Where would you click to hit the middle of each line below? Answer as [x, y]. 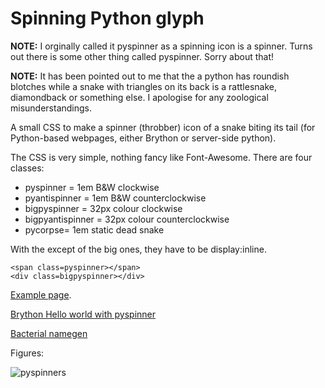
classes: [27, 168]
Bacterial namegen [49, 333]
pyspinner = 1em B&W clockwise [92, 187]
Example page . [41, 294]
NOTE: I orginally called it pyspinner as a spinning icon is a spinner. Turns [161, 46]
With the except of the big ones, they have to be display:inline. [138, 249]
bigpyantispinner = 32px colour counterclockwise [127, 219]
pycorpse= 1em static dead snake [94, 229]
